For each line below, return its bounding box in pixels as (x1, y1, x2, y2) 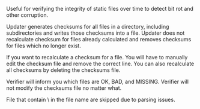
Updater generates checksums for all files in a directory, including (6, 23, 169, 30)
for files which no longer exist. (6, 42, 81, 49)
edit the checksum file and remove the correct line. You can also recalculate (6, 60, 195, 67)
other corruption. (6, 11, 49, 19)
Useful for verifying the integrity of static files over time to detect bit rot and (6, 5, 194, 12)
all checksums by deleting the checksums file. (6, 66, 121, 74)
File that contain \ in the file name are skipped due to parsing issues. (6, 96, 175, 103)
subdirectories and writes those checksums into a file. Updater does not (6, 29, 185, 37)
